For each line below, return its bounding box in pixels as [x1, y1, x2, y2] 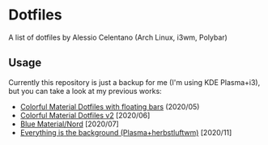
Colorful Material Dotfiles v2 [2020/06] [19, 110, 151, 120]
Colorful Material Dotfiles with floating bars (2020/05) [19, 101, 200, 111]
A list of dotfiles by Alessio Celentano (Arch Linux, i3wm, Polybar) [8, 32, 228, 42]
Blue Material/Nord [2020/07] [19, 119, 119, 129]
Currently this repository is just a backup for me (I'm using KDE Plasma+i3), [8, 77, 261, 87]
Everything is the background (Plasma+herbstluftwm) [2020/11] [19, 127, 232, 137]
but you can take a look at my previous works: [8, 86, 162, 96]
